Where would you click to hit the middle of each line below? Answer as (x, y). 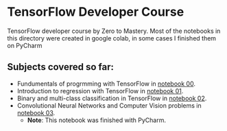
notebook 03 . (36, 112)
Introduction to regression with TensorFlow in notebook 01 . (100, 91)
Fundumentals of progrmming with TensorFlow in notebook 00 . (106, 84)
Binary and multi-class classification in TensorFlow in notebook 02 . (112, 98)
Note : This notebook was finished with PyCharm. (97, 120)
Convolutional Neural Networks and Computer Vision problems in (109, 105)
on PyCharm (25, 45)
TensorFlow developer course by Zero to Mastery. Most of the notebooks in (114, 31)
